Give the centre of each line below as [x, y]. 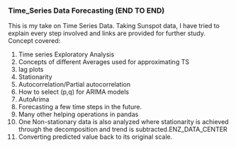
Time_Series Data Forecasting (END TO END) [86, 11]
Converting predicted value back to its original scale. [95, 137]
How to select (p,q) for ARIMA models [74, 92]
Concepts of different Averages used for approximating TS [104, 62]
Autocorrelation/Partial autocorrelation [74, 85]
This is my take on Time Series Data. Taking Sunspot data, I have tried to [114, 26]
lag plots [31, 70]
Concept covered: [34, 41]
